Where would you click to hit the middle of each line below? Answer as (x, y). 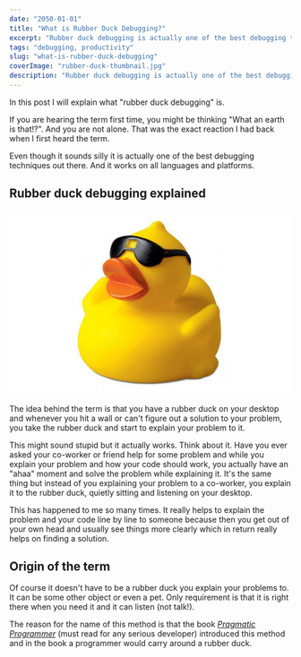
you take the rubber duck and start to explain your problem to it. (127, 427)
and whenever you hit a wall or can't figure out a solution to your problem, (146, 418)
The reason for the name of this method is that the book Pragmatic (133, 624)
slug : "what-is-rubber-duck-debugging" (84, 57)
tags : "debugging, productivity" (72, 47)
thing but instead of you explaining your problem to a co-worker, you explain (150, 482)
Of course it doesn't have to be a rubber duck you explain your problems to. (149, 588)
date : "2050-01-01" (46, 19)
